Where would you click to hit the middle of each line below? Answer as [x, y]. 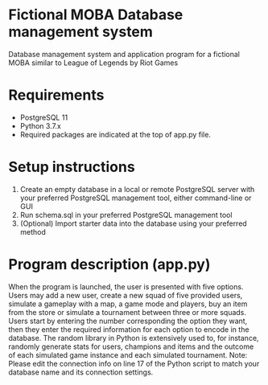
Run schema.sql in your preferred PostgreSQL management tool [126, 215]
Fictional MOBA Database [96, 15]
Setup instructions [72, 167]
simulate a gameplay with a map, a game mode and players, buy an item [128, 304]
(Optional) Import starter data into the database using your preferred [133, 223]
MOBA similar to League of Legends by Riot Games [93, 63]
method [33, 231]
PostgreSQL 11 [44, 117]
